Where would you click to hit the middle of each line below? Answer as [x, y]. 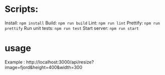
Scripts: [22, 9]
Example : [15, 62]
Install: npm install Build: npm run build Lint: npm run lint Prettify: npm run [82, 23]
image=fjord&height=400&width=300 [43, 67]
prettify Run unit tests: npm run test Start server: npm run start [72, 28]
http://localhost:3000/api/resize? [60, 62]
